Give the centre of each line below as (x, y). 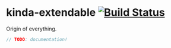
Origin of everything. (31, 29)
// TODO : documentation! (37, 39)
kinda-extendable (51, 13)
